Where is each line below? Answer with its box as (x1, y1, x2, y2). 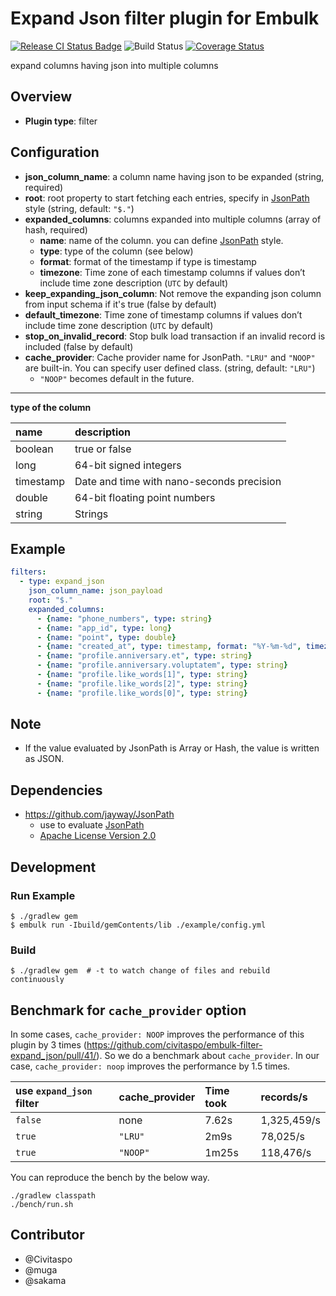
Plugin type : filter (24, 115, 98, 127)
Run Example (10, 888, 76, 902)
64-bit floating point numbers (74, 490, 216, 504)
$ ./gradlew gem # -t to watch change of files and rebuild (10, 966, 271, 976)
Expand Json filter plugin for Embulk (10, 7, 320, 30)
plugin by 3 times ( (10, 1039, 87, 1051)
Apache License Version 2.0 (39, 830, 157, 842)
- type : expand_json (19, 577, 105, 587)
